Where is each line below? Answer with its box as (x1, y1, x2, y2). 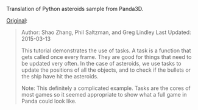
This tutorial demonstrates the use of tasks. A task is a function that (21, 47, 191, 54)
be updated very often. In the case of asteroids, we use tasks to (21, 60, 182, 67)
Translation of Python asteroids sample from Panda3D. (6, 5, 144, 12)
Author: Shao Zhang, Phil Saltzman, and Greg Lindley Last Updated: (21, 29, 191, 36)
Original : (6, 17, 28, 24)
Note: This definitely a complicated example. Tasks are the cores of (21, 84, 191, 92)
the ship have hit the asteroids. (21, 73, 99, 80)
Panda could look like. (21, 97, 77, 105)
